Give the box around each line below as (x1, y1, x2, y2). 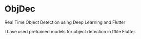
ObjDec (4, 3, 36, 14)
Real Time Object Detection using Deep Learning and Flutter (4, 19, 125, 25)
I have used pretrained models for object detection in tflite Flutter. (4, 28, 136, 34)
